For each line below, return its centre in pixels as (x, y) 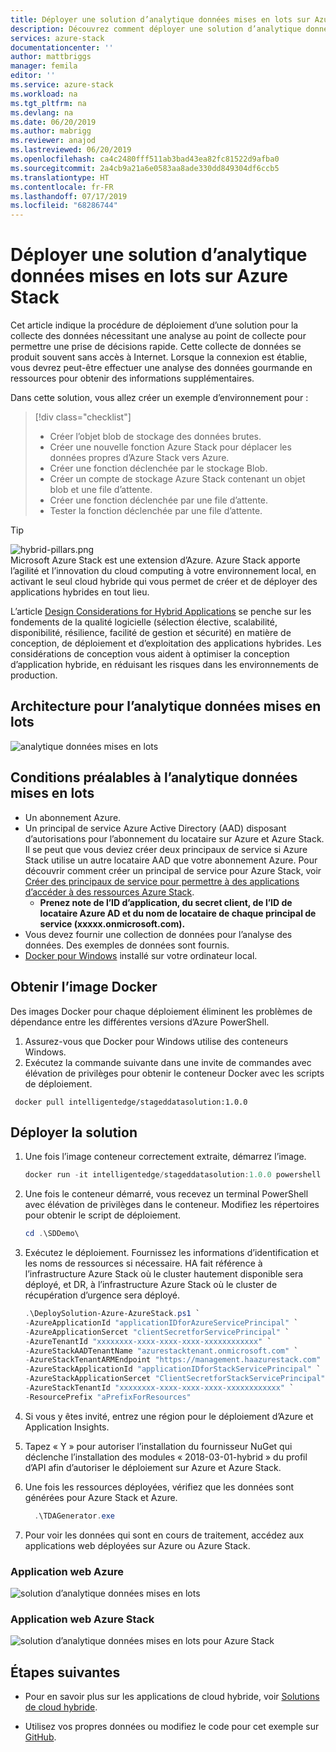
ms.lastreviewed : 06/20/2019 (71, 150)
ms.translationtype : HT (60, 177)
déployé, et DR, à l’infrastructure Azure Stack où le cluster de (151, 1285)
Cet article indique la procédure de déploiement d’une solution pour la (154, 325)
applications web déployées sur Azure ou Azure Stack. (137, 1545)
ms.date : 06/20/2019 (53, 122)
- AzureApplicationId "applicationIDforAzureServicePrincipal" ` (161, 1322)
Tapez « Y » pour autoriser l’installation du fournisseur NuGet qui (158, 1446)
